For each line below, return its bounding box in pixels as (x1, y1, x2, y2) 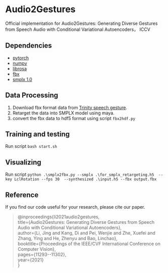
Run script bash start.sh (5, 143, 57, 149)
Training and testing (5, 130, 70, 138)
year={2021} (17, 257, 44, 263)
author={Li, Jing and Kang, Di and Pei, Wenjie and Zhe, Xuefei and (17, 230, 155, 236)
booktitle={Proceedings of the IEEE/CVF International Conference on (17, 241, 160, 247)
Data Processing (5, 91, 59, 100)
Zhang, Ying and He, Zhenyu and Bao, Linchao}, (17, 236, 118, 241)
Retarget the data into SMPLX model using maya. (12, 110, 115, 116)
